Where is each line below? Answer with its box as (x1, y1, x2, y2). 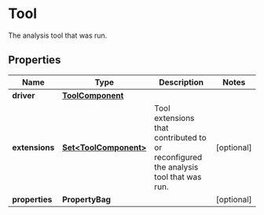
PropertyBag (61, 194, 112, 205)
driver (12, 89, 35, 100)
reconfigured (154, 151, 203, 162)
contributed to (154, 132, 207, 143)
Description (159, 76, 204, 87)
